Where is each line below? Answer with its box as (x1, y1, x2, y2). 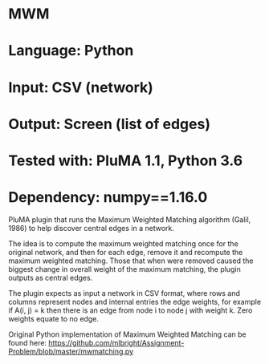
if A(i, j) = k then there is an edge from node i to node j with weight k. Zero (8, 305, 253, 315)
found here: (8, 338, 47, 347)
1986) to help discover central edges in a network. (8, 223, 175, 233)
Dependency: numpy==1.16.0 (8, 188, 208, 207)
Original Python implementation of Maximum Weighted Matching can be (8, 330, 247, 339)
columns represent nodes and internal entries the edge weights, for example (8, 297, 262, 306)
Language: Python (8, 42, 134, 60)
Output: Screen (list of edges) (8, 115, 211, 133)
